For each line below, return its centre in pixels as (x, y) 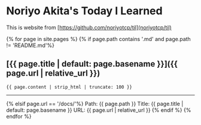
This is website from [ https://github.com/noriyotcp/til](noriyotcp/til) (89, 27)
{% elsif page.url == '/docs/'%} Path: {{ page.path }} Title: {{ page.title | (95, 104)
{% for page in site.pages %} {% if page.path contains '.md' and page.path (99, 39)
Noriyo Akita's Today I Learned (84, 11)
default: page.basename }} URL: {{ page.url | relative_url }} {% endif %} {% (99, 110)
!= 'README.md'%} (31, 45)
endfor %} (19, 116)
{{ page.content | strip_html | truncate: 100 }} (69, 87)
